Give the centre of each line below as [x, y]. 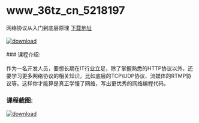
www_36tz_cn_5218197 [66, 10]
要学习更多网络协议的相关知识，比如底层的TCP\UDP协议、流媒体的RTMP [96, 76]
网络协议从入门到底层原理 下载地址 [49, 28]
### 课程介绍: [23, 54]
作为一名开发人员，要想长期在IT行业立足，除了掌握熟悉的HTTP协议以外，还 [100, 68]
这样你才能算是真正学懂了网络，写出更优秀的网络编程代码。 [95, 83]
